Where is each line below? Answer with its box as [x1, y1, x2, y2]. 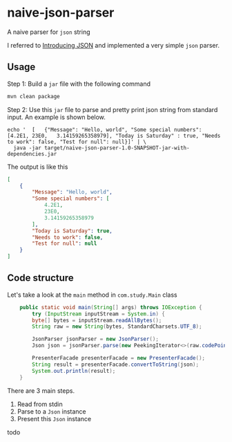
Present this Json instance [17, 414, 92, 423]
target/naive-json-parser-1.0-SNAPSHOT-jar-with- [43, 144, 190, 151]
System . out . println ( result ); [32, 367, 116, 374]
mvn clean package [7, 93, 60, 100]
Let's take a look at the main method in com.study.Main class [7, 291, 177, 299]
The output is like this [7, 163, 68, 171]
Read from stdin [17, 400, 64, 408]
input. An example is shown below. [7, 113, 106, 121]
